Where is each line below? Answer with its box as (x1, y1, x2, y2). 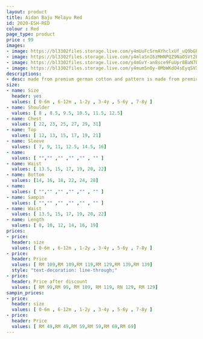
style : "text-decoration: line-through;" (11, 267, 118, 274)
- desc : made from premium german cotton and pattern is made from (6, 76, 180, 82)
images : (6, 43, 26, 49)
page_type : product (6, 31, 56, 37)
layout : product (6, 8, 47, 15)
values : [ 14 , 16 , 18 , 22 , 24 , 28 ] (11, 178, 98, 184)
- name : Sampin (6, 194, 45, 200)
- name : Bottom (6, 172, 45, 178)
